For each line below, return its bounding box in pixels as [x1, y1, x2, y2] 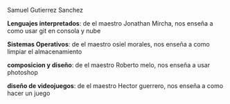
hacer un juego [7, 89, 51, 97]
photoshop [7, 69, 38, 76]
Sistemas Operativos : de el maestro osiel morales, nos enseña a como [7, 40, 210, 48]
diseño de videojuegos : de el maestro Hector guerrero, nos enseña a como [7, 82, 224, 89]
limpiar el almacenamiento [7, 48, 82, 55]
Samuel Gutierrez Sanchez [7, 6, 83, 14]
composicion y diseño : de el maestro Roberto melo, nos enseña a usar [7, 61, 210, 69]
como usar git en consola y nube [7, 27, 101, 35]
